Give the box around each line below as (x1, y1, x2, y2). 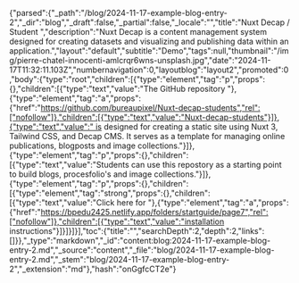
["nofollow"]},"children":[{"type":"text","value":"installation (9, 216, 225, 227)
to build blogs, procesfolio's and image (9, 169, 153, 179)
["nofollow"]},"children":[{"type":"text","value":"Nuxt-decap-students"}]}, (9, 112, 280, 122)
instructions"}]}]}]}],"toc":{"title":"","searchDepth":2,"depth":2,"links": (9, 226, 265, 236)
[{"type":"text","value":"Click (9, 197, 115, 208)
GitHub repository (160, 84, 226, 94)
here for (116, 197, 146, 208)
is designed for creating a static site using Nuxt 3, (95, 121, 278, 132)
